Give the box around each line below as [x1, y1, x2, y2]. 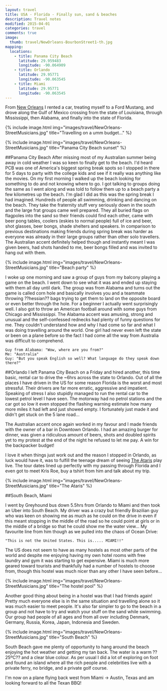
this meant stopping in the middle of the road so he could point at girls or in [5, 518, 160, 524]
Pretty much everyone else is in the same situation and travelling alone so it [5, 598, 161, 604]
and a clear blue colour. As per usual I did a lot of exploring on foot [21, 655, 159, 661]
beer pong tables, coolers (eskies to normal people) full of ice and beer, [5, 218, 153, 224]
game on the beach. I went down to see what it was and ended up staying [5, 279, 157, 285]
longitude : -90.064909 [18, 63, 66, 68]
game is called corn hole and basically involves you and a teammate [5, 290, 146, 296]
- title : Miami [14, 81, 46, 86]
